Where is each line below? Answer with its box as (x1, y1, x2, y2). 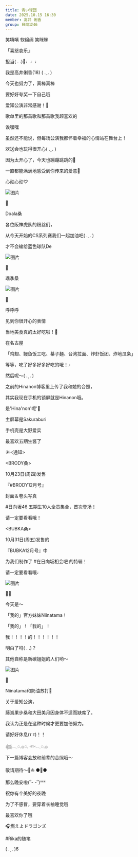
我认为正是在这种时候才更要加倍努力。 (5, 721, 86, 727)
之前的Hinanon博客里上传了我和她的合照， (5, 384, 95, 390)
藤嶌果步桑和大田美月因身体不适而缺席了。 (5, 709, 95, 716)
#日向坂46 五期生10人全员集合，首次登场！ (5, 504, 96, 510)
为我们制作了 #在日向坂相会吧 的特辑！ (5, 559, 87, 565)
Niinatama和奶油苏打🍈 (5, 688, 52, 694)
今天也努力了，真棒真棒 (5, 80, 55, 86)
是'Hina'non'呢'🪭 (5, 405, 41, 412)
